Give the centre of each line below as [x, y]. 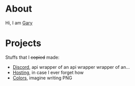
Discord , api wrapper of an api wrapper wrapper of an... [71, 67]
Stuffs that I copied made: [32, 57]
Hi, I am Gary [19, 23]
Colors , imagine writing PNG [42, 78]
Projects [23, 43]
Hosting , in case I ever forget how [48, 72]
